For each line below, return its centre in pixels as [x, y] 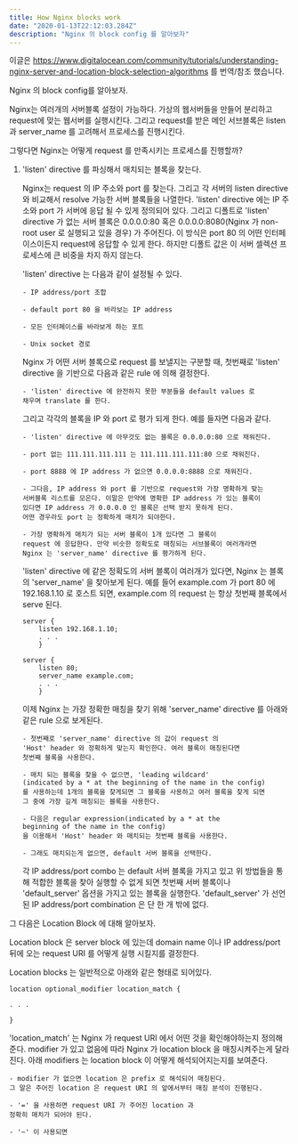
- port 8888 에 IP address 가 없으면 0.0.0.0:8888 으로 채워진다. [137, 472]
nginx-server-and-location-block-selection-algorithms [109, 71]
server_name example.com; [87, 676]
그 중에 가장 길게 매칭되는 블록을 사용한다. [91, 802]
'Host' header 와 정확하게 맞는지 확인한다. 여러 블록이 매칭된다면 [131, 749]
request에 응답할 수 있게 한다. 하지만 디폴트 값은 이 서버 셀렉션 [169, 244]
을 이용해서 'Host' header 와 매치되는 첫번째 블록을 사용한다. [125, 836]
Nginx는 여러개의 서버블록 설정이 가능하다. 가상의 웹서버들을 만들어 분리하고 [141, 110]
